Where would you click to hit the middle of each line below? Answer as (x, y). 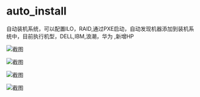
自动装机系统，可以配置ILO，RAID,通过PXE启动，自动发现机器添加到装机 (98, 28)
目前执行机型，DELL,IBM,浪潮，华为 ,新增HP (78, 36)
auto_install (37, 11)
